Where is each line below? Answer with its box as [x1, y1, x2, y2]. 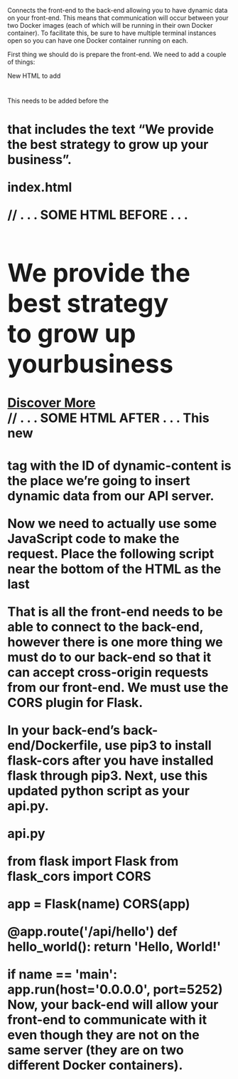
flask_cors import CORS [7, 869, 151, 884]
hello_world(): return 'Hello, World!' [7, 939, 222, 955]
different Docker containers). [7, 1058, 183, 1073]
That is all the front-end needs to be [7, 604, 223, 620]
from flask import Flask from [7, 853, 179, 869]
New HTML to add [7, 71, 61, 80]
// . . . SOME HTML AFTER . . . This [7, 410, 210, 426]
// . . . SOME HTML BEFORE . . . [7, 207, 188, 223]
